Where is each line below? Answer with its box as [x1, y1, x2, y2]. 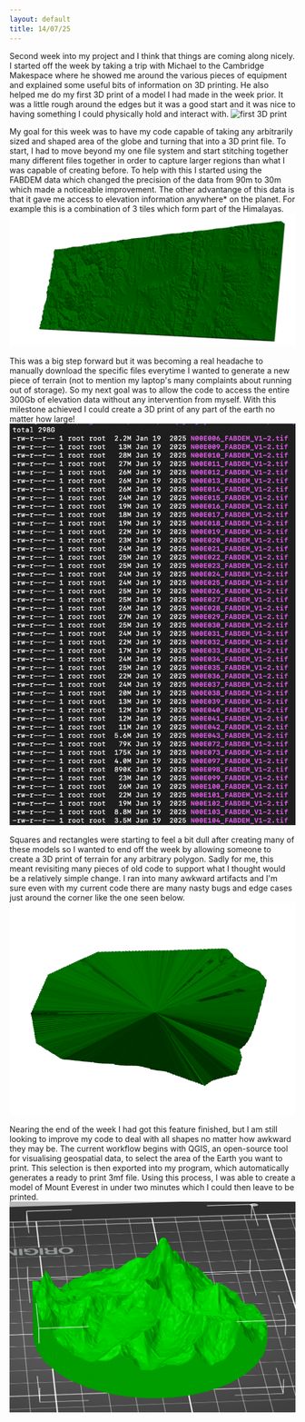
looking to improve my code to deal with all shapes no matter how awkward [9, 1134, 292, 1145]
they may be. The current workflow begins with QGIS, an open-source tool [9, 1143, 289, 1154]
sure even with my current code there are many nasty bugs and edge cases [9, 882, 293, 894]
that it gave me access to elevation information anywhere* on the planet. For [9, 194, 296, 204]
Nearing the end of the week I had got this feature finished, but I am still [9, 1124, 279, 1135]
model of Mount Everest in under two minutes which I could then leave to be [9, 1182, 295, 1193]
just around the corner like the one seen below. [9, 892, 186, 903]
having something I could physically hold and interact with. [9, 108, 230, 119]
